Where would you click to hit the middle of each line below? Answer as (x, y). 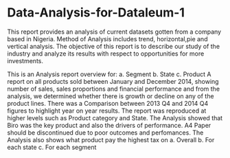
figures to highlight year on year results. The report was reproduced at (107, 111)
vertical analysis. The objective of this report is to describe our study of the (114, 46)
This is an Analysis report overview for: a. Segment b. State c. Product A (109, 74)
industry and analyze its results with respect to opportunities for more (106, 54)
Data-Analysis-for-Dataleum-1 (96, 13)
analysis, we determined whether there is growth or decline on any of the (111, 96)
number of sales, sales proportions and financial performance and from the (114, 89)
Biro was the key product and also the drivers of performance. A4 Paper (109, 125)
